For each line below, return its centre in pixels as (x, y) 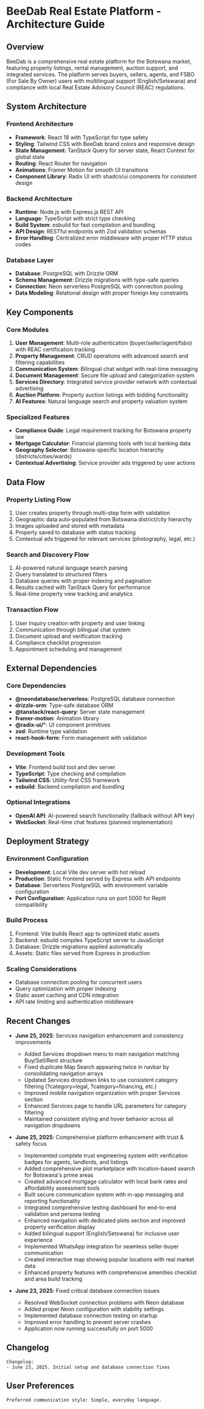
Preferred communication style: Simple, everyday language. (84, 1400)
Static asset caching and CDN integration (67, 995)
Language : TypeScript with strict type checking (75, 218)
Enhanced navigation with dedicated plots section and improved (105, 1220)
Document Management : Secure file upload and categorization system (105, 375)
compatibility (31, 904)
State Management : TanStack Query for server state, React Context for (105, 150)
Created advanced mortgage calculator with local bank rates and (106, 1181)
